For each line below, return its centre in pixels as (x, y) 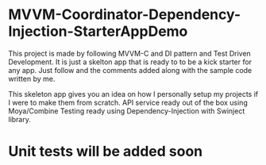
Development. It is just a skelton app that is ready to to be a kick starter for (130, 62)
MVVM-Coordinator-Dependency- (125, 15)
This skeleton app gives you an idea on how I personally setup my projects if (133, 94)
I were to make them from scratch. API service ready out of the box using (128, 102)
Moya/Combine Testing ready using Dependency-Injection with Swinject (127, 111)
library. (20, 119)
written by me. (32, 79)
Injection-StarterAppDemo (98, 31)
